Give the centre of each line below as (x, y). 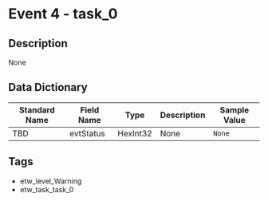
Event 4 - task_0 (63, 14)
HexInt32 (135, 133)
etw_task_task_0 (47, 189)
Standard (37, 110)
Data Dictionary (48, 87)
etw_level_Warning (51, 181)
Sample (235, 110)
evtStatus (87, 133)
